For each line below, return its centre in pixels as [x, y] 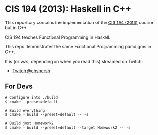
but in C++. [16, 27]
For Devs [19, 86]
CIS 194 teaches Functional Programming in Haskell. [58, 37]
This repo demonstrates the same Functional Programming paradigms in [78, 46]
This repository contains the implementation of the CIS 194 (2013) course [79, 22]
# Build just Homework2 [29, 123]
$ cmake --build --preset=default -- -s [47, 114]
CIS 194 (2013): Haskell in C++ [68, 9]
